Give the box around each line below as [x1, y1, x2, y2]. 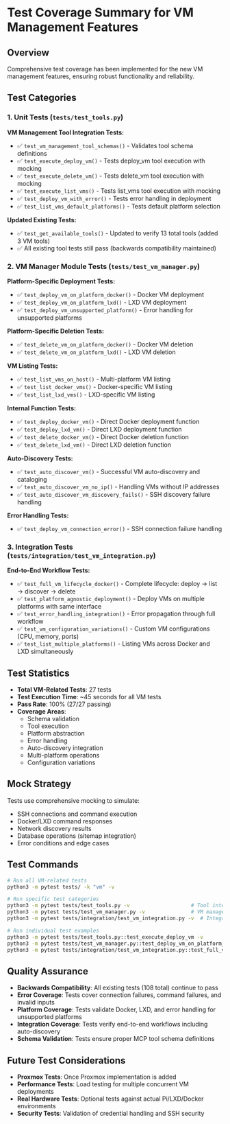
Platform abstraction [27, 729, 86, 738]
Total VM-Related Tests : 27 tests [16, 686, 112, 694]
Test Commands [7, 859, 79, 871]
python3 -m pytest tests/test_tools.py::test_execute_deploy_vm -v [7, 933, 204, 941]
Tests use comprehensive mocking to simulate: [7, 796, 140, 804]
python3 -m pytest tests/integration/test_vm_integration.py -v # [7, 915, 204, 922]
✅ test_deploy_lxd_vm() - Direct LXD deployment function [16, 425, 183, 433]
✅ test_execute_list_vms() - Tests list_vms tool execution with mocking [16, 187, 221, 195]
